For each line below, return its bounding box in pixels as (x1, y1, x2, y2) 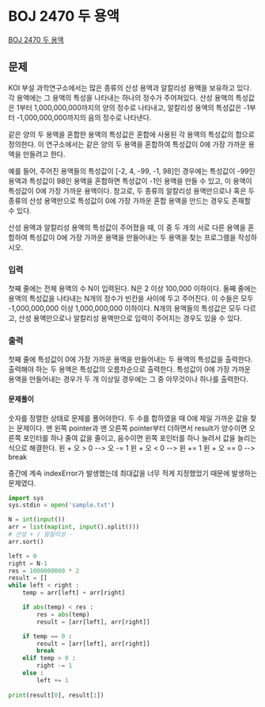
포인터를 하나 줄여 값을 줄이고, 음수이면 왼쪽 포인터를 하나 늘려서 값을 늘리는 (22, 433, 257, 442)
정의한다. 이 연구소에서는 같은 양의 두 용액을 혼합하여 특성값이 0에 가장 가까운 (8, 139, 247, 149)
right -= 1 (36, 662, 73, 670)
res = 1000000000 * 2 (8, 567, 80, 575)
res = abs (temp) (36, 610, 90, 618)
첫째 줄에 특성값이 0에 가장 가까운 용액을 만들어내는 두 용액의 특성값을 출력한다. (8, 354, 253, 365)
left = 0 (8, 552, 37, 560)
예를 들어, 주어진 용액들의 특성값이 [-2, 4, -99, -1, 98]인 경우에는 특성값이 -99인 (8, 166, 256, 175)
